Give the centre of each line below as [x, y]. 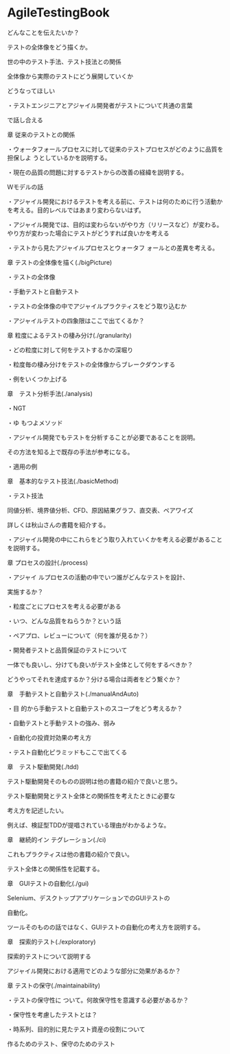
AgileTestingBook [58, 13]
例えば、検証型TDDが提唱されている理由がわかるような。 [89, 825]
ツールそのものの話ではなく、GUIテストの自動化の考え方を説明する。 [106, 927]
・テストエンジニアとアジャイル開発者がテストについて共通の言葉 [100, 105]
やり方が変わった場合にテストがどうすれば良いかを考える [88, 233]
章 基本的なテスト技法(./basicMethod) [63, 481]
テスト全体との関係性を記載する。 [55, 869]
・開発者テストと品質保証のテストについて [67, 650]
